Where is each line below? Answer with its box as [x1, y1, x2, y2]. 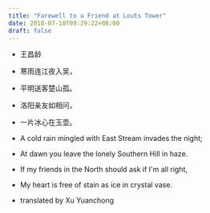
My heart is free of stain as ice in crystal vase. [19, 180, 173, 190]
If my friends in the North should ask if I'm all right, [19, 165, 188, 175]
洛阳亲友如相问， [19, 101, 77, 111]
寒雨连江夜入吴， [19, 66, 77, 76]
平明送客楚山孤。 [19, 83, 77, 93]
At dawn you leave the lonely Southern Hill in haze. [19, 149, 188, 159]
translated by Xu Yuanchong [19, 195, 115, 205]
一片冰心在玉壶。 [19, 118, 77, 127]
